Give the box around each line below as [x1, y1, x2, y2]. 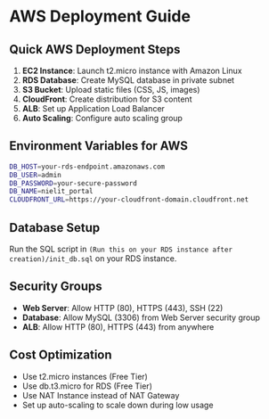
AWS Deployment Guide [9, 6, 192, 27]
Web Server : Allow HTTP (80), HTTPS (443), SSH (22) [21, 302, 224, 313]
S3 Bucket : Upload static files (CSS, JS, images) [21, 85, 200, 94]
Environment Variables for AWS [9, 138, 189, 153]
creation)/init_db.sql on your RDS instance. [9, 253, 177, 264]
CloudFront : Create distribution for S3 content [21, 94, 192, 104]
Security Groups [9, 279, 102, 294]
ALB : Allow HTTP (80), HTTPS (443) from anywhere [21, 321, 215, 332]
